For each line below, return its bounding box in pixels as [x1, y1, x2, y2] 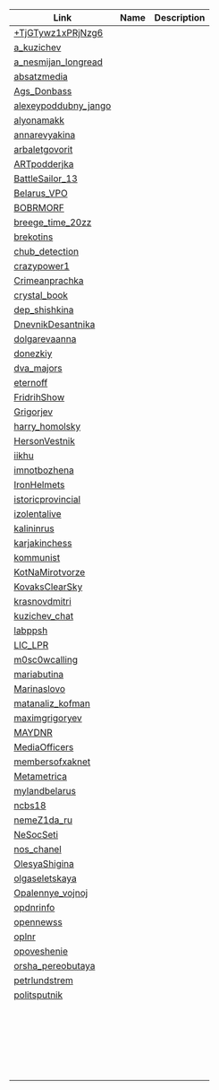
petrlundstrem [13, 974, 73, 986]
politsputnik [13, 989, 63, 1001]
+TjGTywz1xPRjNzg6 [13, 27, 104, 39]
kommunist [13, 552, 61, 563]
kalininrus [13, 522, 55, 535]
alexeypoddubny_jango [13, 100, 112, 111]
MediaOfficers [13, 741, 74, 753]
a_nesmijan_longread [13, 56, 103, 68]
